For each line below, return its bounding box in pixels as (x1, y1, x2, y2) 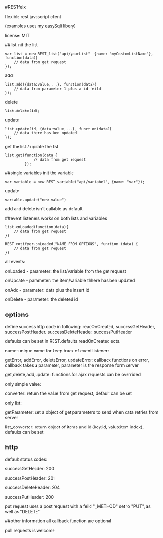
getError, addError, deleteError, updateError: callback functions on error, (5, 357, 149, 363)
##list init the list (5, 42, 38, 48)
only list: (5, 400, 22, 406)
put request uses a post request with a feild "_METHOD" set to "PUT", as (5, 503, 151, 509)
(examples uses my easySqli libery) (5, 23, 76, 29)
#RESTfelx (5, 4, 26, 10)
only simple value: (5, 381, 41, 387)
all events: (5, 259, 26, 264)
